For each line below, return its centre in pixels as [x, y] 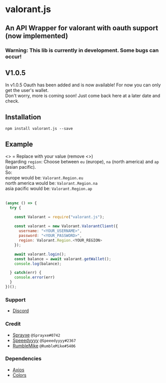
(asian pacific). [21, 167]
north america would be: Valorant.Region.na [52, 183]
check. [12, 101]
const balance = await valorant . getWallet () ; [63, 259]
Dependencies [23, 359]
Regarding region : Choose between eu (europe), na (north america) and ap [82, 161]
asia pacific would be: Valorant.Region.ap [49, 188]
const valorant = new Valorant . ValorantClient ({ [66, 226]
